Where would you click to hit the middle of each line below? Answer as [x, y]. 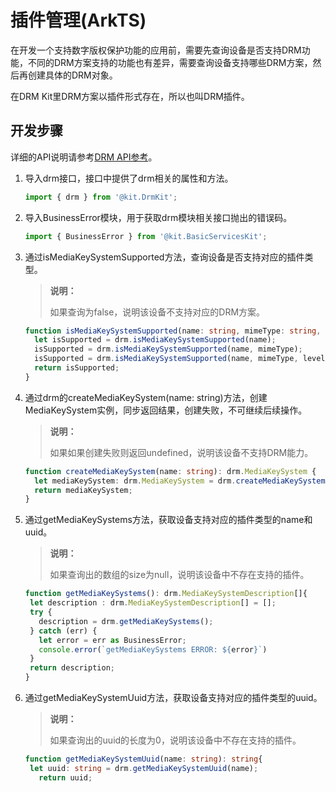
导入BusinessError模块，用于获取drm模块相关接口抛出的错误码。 [158, 217]
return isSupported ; [77, 368]
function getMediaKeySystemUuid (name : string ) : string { [143, 759]
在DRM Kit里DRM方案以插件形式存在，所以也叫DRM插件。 [130, 96]
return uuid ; [65, 777]
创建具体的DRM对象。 [72, 75]
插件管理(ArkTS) [78, 20]
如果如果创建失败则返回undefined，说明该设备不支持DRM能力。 [181, 452]
